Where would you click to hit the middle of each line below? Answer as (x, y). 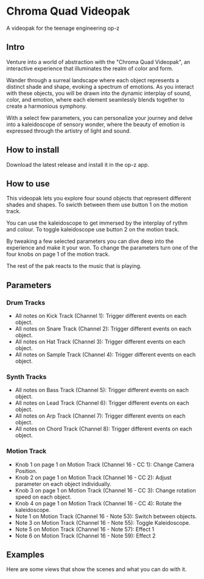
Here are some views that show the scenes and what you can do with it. (97, 569)
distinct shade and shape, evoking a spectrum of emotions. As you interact (100, 86)
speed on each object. (43, 497)
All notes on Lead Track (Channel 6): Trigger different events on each (102, 403)
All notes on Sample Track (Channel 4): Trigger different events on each (105, 355)
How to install (33, 150)
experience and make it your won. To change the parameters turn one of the (102, 248)
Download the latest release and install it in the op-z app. (78, 164)
